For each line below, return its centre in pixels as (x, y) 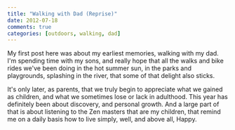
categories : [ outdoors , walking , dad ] (64, 33)
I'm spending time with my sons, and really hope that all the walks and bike (116, 61)
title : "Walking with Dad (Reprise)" (62, 14)
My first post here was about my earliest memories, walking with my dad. (113, 53)
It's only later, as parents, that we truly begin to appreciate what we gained (115, 89)
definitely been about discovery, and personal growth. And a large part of (113, 104)
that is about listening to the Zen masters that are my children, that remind (114, 112)
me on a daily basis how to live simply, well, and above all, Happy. (102, 119)
